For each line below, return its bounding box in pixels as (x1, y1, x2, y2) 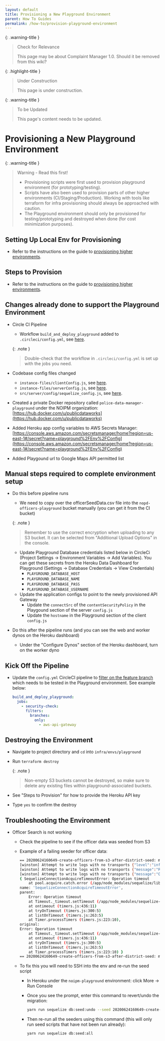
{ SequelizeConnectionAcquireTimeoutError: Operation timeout (19, 876, 150, 881)
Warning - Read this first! (17, 170, 68, 175)
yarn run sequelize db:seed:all (27, 1031, 93, 1036)
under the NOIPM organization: (35, 405, 99, 411)
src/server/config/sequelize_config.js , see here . (19, 390, 123, 396)
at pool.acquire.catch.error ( (28, 881, 92, 886)
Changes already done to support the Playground (5, 301, 160, 309)
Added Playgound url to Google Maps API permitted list (12, 455, 124, 461)
